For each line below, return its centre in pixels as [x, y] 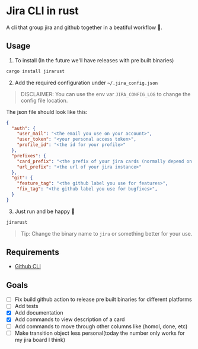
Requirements [33, 253]
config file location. [44, 100]
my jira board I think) [40, 340]
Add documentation [39, 313]
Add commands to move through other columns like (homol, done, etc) [101, 326]
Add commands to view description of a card [70, 319]
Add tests [26, 306]
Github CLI [28, 266]
